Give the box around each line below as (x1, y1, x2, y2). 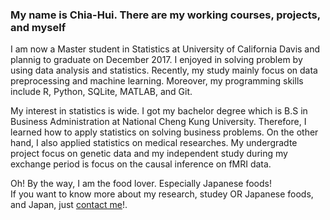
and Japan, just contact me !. (10, 199, 128, 211)
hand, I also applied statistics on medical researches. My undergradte (10, 137, 298, 149)
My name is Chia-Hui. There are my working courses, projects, (10, 8, 321, 22)
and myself (10, 20, 67, 34)
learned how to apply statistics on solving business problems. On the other (10, 126, 319, 138)
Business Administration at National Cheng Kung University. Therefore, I (10, 116, 307, 128)
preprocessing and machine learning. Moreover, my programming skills (10, 75, 304, 87)
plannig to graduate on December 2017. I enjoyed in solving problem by (10, 54, 303, 66)
